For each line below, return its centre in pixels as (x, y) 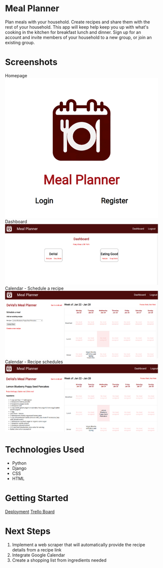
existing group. (20, 42)
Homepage (16, 75)
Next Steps (28, 531)
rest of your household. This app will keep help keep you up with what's (77, 27)
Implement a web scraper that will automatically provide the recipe (79, 545)
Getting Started (37, 498)
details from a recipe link (37, 550)
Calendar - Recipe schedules (34, 362)
